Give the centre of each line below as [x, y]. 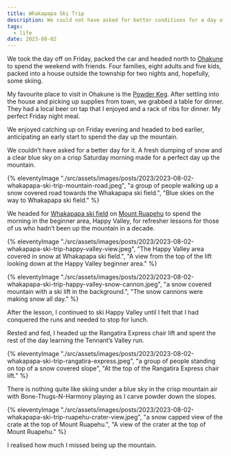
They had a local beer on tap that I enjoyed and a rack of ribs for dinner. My [114, 109]
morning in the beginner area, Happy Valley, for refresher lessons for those [113, 221]
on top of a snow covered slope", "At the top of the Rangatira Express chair [113, 368]
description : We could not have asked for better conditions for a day [112, 20]
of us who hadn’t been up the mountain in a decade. [81, 228]
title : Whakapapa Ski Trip [46, 13]
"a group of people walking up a [173, 186]
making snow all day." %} [43, 299]
